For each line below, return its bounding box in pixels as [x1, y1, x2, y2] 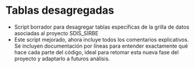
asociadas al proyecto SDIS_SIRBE [14, 29, 99, 36]
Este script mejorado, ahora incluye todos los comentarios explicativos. [14, 36, 189, 43]
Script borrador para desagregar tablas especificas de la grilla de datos [14, 23, 190, 30]
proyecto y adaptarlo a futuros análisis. [14, 55, 111, 62]
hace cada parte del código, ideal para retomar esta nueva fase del [14, 48, 179, 55]
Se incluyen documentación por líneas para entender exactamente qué [14, 42, 188, 50]
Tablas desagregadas [5, 4, 114, 17]
